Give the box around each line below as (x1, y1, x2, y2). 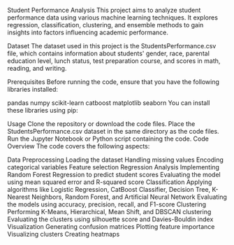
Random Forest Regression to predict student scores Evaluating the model (7, 171, 221, 178)
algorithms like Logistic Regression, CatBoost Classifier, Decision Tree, (7, 185, 211, 193)
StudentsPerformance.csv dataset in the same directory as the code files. (7, 127, 219, 135)
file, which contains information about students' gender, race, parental (7, 49, 210, 57)
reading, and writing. (7, 64, 67, 72)
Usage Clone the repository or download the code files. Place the (7, 120, 196, 128)
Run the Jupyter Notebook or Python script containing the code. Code (7, 134, 210, 143)
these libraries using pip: (7, 106, 78, 114)
